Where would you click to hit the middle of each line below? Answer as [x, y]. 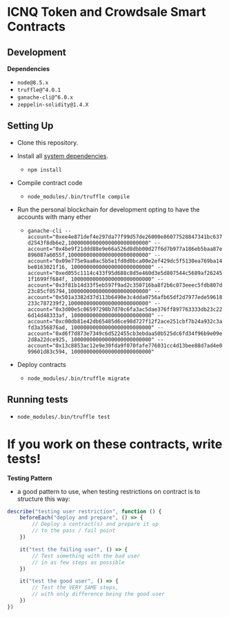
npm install [44, 170]
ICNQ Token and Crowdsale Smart [107, 12]
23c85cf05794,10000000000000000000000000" [89, 291]
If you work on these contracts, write [115, 444]
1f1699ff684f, [48, 279]
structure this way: [43, 499]
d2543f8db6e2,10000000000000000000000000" [89, 243]
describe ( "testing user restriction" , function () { [84, 511]
